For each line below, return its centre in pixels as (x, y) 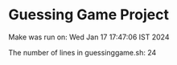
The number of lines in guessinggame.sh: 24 (82, 52)
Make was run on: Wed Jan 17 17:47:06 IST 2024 (89, 37)
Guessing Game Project (88, 15)
